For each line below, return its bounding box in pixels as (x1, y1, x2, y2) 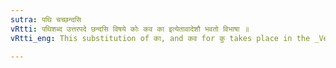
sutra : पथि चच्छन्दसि (10, 14, 82, 25)
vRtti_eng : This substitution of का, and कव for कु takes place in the (10, 33, 311, 43)
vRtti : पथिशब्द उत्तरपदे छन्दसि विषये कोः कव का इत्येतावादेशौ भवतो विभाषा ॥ (10, 24, 250, 34)
